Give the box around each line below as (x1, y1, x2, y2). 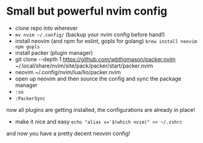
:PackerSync (15, 96, 45, 102)
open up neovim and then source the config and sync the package (15, 75, 182, 82)
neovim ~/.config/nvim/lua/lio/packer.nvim (15, 68, 121, 75)
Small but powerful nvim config (6, 4, 168, 18)
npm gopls (15, 44, 41, 50)
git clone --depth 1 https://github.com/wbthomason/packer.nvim (15, 55, 176, 63)
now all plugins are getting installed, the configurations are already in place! (6, 106, 196, 113)
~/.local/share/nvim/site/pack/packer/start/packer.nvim (15, 62, 153, 69)
